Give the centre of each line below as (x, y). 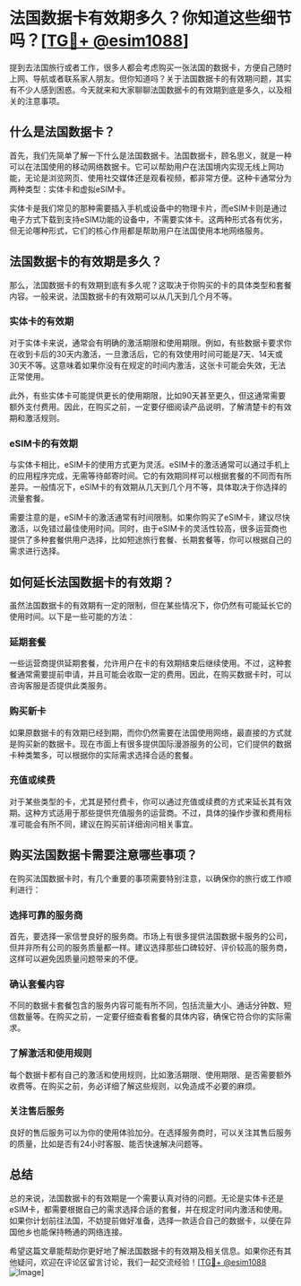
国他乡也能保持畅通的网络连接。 (68, 1231)
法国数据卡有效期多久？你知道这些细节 (151, 18)
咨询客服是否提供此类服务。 (60, 686)
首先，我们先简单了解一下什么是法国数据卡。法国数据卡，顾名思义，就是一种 (150, 155)
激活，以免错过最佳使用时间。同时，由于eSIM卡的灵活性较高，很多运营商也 (148, 529)
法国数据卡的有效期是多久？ (86, 262)
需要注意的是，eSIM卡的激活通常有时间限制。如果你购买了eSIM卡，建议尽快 (150, 518)
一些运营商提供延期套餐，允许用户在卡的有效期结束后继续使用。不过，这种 (146, 663)
